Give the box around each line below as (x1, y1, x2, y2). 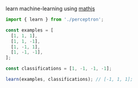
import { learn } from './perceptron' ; (5, 17, 104, 23)
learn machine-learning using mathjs (5, 5, 95, 12)
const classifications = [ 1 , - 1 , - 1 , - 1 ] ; (5, 65, 112, 72)
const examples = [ (5, 27, 54, 33)
